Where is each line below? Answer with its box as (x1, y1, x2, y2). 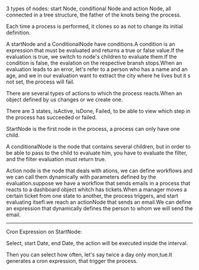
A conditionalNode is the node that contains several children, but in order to (6, 143, 191, 150)
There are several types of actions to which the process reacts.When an (6, 90, 182, 97)
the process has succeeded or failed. (6, 114, 97, 121)
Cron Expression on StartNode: (6, 228, 82, 235)
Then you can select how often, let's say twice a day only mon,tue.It (6, 251, 173, 258)
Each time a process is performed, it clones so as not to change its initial (6, 23, 183, 30)
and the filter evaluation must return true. (6, 156, 107, 162)
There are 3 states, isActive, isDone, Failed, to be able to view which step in (6, 108, 191, 114)
